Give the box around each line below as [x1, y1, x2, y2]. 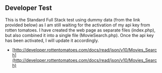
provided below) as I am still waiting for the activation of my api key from [5, 22, 150, 28]
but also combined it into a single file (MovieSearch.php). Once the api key [5, 32, 154, 38]
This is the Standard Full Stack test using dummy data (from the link [5, 17, 141, 22]
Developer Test [5, 4, 52, 12]
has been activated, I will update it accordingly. [5, 37, 99, 43]
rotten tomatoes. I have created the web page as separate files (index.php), [5, 27, 156, 33]
